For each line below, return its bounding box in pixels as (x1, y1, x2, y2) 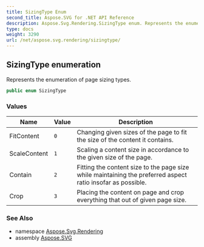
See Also (6, 214, 33, 222)
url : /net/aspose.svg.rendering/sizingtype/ (6, 37, 121, 43)
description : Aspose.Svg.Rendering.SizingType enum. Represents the (6, 20, 183, 26)
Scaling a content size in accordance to (76, 145, 189, 154)
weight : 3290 (6, 32, 39, 38)
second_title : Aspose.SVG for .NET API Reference (6, 15, 135, 21)
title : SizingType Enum (6, 9, 67, 15)
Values (6, 102, 27, 110)
